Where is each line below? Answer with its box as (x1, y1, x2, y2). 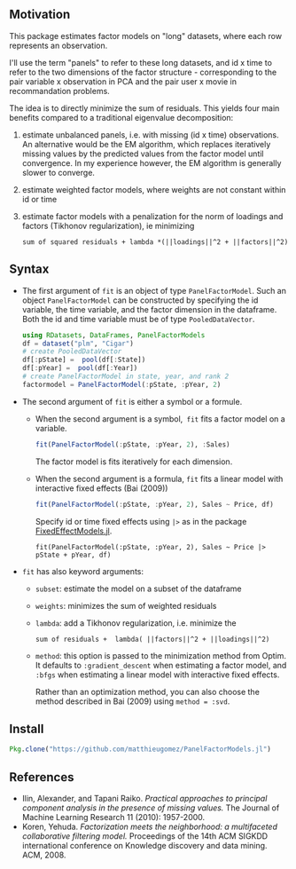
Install (9, 721, 44, 736)
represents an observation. (9, 40, 108, 51)
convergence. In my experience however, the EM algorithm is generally (21, 157, 282, 168)
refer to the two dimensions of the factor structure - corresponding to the (9, 67, 277, 77)
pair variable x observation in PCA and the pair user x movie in (9, 75, 238, 87)
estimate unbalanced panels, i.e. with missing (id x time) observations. (21, 129, 279, 140)
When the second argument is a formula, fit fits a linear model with (35, 473, 284, 484)
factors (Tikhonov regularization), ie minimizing (21, 220, 195, 231)
